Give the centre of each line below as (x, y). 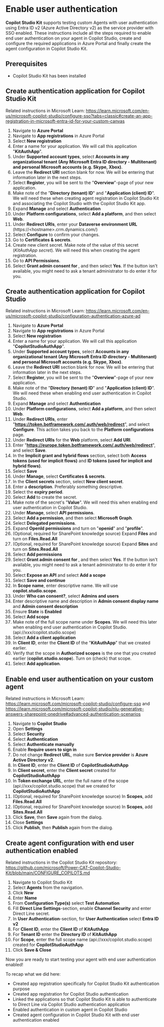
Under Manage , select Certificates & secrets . (59, 476)
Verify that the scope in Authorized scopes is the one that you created (84, 653)
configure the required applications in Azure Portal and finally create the (78, 43)
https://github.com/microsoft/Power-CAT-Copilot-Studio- (63, 868)
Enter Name (25, 898)
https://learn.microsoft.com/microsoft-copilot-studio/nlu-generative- (75, 709)
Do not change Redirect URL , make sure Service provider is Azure (80, 755)
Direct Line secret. (31, 913)
